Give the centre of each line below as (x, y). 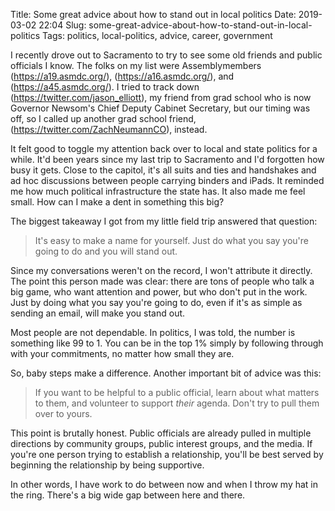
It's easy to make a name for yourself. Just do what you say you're (172, 240)
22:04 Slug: (62, 25)
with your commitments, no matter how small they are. (122, 353)
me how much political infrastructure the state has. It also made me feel (158, 191)
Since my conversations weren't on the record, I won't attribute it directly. (161, 270)
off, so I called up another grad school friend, (103, 118)
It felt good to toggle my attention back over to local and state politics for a (164, 148)
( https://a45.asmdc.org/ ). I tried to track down (105, 87)
